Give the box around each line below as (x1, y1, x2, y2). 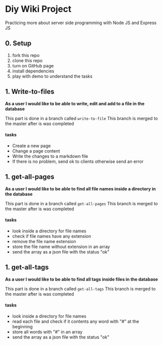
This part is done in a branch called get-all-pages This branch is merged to (5, 200, 158, 206)
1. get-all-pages (5, 173, 54, 181)
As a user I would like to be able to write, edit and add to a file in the (5, 100, 145, 106)
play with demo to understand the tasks (12, 73, 93, 79)
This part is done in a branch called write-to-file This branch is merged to (5, 115, 158, 121)
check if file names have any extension (12, 233, 91, 239)
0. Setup (5, 39, 32, 48)
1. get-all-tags (5, 263, 49, 272)
